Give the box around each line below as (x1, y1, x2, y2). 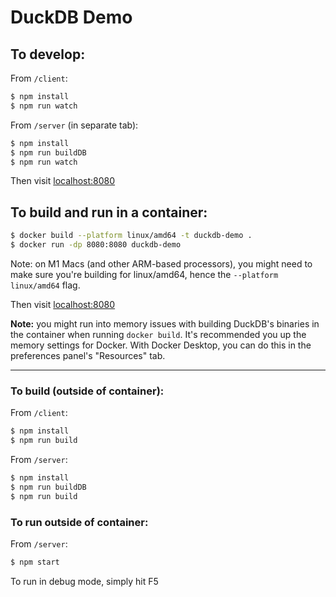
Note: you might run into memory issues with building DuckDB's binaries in (10, 317, 320, 330)
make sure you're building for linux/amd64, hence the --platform (10, 268, 279, 280)
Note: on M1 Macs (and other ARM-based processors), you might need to (10, 257, 313, 270)
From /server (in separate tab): (10, 119, 139, 131)
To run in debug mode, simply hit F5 (10, 575, 159, 587)
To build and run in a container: (10, 204, 208, 221)
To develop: (10, 46, 86, 63)
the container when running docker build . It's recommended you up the (10, 328, 307, 340)
